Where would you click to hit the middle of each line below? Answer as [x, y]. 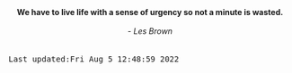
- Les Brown [150, 31]
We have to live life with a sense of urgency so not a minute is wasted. [150, 12]
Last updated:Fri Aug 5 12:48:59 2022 [94, 59]
